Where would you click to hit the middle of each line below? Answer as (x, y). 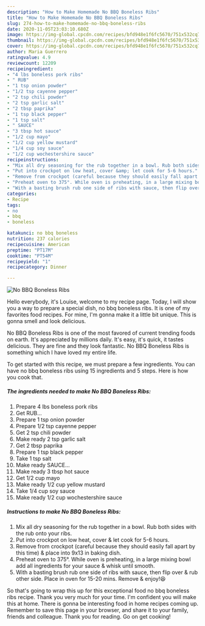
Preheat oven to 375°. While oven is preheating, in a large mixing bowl (103, 559)
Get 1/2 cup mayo (38, 478)
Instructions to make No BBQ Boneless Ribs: (64, 511)
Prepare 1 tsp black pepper (50, 452)
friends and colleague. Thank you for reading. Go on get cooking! (89, 617)
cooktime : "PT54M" (30, 256)
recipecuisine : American (38, 244)
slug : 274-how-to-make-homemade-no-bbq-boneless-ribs (77, 23)
